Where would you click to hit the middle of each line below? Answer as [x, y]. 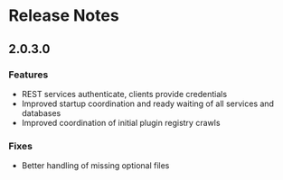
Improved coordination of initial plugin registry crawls [121, 122]
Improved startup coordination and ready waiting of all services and [148, 103]
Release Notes [64, 16]
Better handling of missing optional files [95, 166]
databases [41, 112]
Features [28, 75]
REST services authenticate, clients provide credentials [124, 94]
